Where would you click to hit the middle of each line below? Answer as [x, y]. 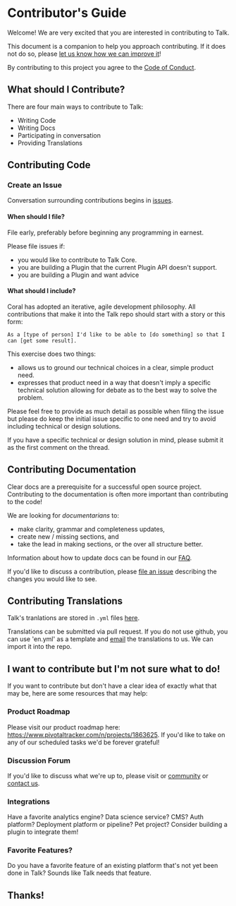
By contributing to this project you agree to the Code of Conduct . [101, 67]
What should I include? [42, 291]
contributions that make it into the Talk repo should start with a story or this [116, 314]
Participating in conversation [59, 135]
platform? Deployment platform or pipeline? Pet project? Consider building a [117, 825]
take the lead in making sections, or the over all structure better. [110, 544]
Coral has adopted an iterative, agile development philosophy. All [101, 306]
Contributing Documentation [72, 470]
